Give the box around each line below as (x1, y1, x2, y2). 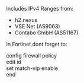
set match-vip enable (6, 65, 58, 72)
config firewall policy (6, 52, 57, 59)
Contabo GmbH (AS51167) (14, 29, 79, 36)
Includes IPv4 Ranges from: (6, 5, 74, 12)
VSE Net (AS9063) (14, 23, 60, 30)
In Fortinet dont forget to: (6, 41, 67, 47)
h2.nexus (14, 17, 38, 23)
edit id (6, 59, 22, 65)
